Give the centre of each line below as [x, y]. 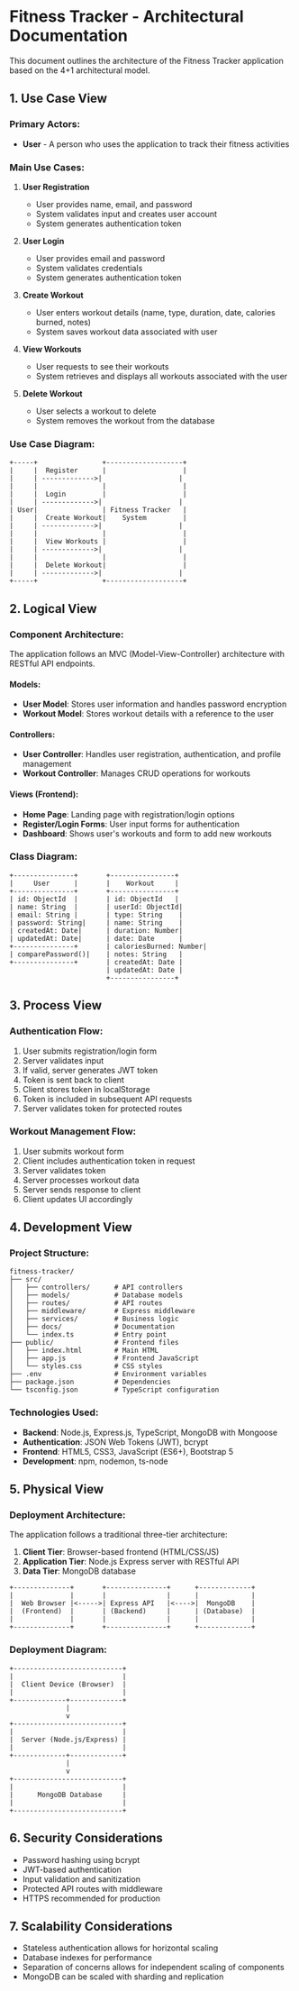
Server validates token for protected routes [102, 1108]
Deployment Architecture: [68, 1515]
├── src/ [26, 1280]
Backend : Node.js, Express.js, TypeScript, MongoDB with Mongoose [149, 1432]
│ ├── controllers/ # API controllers [96, 1288]
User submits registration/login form [90, 1051]
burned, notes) [63, 322]
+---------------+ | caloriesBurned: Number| [108, 946]
